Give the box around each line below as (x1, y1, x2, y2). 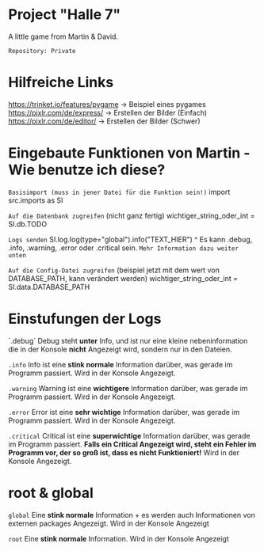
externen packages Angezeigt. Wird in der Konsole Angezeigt (8, 519, 210, 528)
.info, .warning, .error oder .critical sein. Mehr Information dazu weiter (8, 243, 239, 253)
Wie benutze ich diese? (8, 161, 166, 179)
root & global (8, 484, 94, 502)
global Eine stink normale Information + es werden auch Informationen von (8, 510, 255, 519)
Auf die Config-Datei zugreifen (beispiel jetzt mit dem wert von (8, 265, 220, 275)
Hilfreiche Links (8, 74, 114, 92)
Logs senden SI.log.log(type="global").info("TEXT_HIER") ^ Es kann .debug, (8, 234, 253, 244)
